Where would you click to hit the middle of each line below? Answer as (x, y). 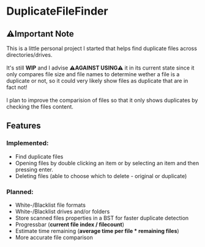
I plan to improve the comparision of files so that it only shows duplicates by (102, 100)
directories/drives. (29, 55)
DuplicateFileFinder (57, 11)
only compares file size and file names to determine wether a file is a (93, 74)
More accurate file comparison (54, 237)
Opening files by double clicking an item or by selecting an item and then (107, 163)
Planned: (20, 192)
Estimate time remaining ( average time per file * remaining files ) (97, 231)
